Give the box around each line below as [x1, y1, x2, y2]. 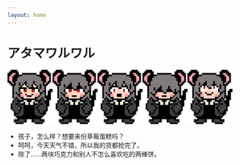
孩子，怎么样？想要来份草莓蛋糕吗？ [17, 132, 125, 140]
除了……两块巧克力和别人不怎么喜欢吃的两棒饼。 [17, 149, 161, 158]
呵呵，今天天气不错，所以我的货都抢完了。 [17, 141, 144, 149]
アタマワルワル [7, 45, 96, 61]
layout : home [7, 11, 46, 18]
